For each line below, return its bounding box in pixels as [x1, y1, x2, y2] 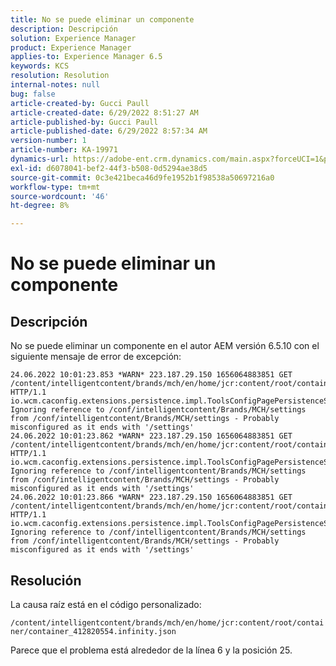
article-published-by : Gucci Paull [10, 117, 159, 127]
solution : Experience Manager [10, 33, 137, 43]
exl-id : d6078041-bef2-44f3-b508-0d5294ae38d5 [10, 163, 208, 173]
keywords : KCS [10, 61, 70, 71]
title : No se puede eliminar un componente [10, 14, 195, 25]
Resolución [10, 572, 82, 589]
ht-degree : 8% [10, 201, 70, 211]
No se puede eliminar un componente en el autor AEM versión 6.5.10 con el [10, 340, 320, 352]
